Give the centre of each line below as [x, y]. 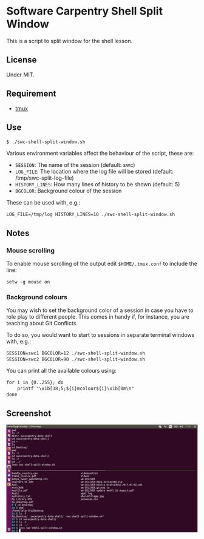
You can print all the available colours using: [61, 371]
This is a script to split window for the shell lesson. [70, 41]
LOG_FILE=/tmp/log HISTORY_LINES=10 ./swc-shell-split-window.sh [90, 215]
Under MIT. [20, 75]
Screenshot [29, 413]
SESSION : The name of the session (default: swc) [75, 165]
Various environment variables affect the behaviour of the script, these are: [100, 154]
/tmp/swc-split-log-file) [44, 178]
